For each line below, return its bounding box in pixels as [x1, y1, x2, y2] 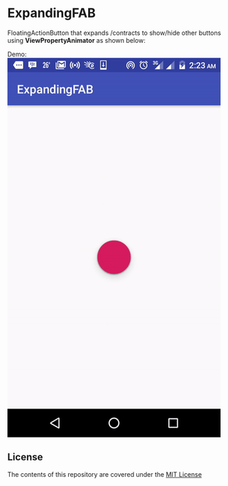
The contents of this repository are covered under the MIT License [7, 470, 202, 478]
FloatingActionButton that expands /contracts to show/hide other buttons [7, 28, 222, 37]
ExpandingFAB [7, 5, 96, 21]
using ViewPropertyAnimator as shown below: [7, 36, 146, 44]
